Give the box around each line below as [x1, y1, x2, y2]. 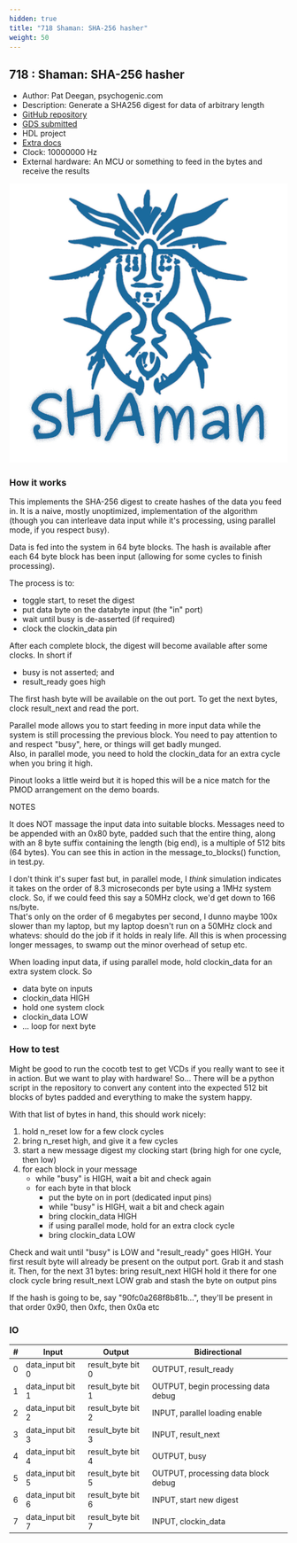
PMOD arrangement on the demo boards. [9, 784, 160, 795]
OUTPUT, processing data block [151, 1468, 270, 1479]
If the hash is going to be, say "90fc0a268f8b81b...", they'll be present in [9, 1292, 273, 1303]
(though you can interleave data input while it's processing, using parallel [9, 515, 276, 526]
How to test [9, 1043, 60, 1056]
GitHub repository [21, 109, 88, 120]
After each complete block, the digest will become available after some [9, 641, 268, 651]
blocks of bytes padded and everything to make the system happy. [9, 1091, 253, 1103]
